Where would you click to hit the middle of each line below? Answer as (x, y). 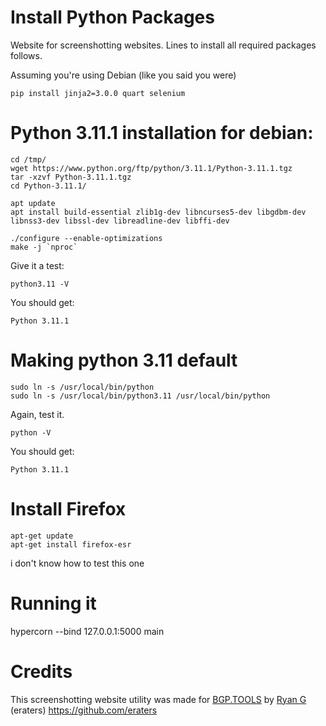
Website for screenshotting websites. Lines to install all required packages (163, 45)
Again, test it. (37, 414)
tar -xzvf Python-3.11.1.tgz (71, 177)
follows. (26, 55)
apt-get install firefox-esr (71, 544)
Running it (53, 603)
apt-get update (42, 536)
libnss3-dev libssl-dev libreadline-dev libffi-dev (120, 221)
